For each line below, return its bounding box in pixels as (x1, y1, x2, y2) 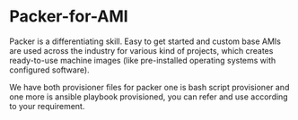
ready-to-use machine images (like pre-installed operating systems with (9, 55, 276, 65)
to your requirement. (9, 100, 85, 111)
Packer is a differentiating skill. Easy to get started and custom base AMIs (9, 36, 281, 47)
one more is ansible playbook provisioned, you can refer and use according (9, 91, 289, 102)
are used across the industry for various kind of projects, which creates (9, 45, 274, 56)
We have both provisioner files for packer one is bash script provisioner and (9, 81, 290, 92)
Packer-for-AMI (9, 6, 128, 27)
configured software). (9, 64, 90, 75)
